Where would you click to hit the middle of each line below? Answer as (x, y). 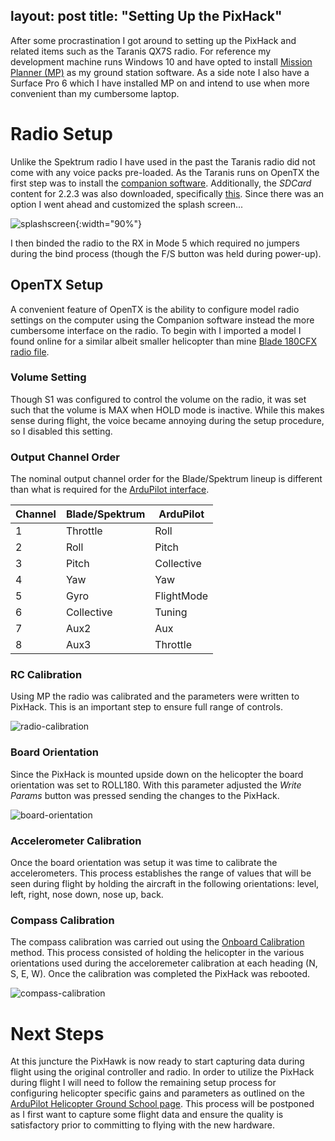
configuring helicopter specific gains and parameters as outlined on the (157, 1093)
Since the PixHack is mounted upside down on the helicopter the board (157, 774)
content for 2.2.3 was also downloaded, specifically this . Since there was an (167, 193)
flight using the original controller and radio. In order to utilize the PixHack (162, 1072)
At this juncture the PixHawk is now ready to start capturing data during (157, 1061)
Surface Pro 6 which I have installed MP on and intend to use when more (160, 83)
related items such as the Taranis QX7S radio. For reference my (141, 51)
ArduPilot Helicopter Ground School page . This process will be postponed (162, 1104)
